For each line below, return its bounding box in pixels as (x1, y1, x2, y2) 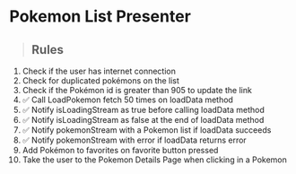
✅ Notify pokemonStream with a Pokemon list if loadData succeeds (22, 125, 272, 135)
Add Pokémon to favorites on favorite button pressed (22, 145, 219, 155)
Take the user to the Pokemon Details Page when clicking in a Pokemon (22, 154, 287, 165)
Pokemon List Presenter (9, 6, 191, 27)
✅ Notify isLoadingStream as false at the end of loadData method (22, 115, 265, 125)
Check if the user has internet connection (22, 65, 177, 76)
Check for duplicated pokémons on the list (22, 75, 179, 86)
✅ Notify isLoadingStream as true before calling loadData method (22, 105, 265, 115)
